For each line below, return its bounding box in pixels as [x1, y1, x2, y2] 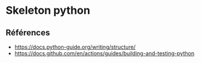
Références [5, 28, 50, 38]
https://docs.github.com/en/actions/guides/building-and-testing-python [14, 50, 195, 57]
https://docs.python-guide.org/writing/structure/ [14, 43, 136, 50]
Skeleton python [5, 4, 90, 17]
